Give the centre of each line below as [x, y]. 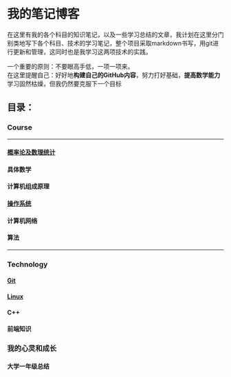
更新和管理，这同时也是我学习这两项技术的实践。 [82, 52]
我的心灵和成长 [32, 349]
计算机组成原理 [28, 186]
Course [20, 128]
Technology [27, 264]
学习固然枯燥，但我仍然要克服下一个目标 [64, 83]
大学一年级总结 [28, 366]
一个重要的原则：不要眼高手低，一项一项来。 [70, 66]
